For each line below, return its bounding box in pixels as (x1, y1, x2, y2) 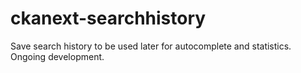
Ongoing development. (10, 50, 105, 62)
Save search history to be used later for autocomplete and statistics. (10, 40, 292, 52)
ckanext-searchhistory (10, 7, 207, 30)
